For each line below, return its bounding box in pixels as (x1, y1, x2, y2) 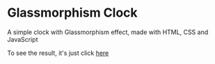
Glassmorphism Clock (7, 5, 138, 21)
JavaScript (7, 35, 38, 43)
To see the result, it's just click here (7, 49, 109, 57)
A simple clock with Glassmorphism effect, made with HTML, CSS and (7, 28, 209, 36)
